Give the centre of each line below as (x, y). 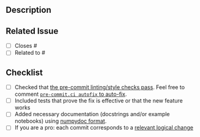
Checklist (24, 72)
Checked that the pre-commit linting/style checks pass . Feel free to (99, 87)
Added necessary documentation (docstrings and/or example (92, 114)
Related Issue (32, 31)
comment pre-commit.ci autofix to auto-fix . (71, 94)
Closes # (26, 46)
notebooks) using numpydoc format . (61, 121)
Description (28, 10)
